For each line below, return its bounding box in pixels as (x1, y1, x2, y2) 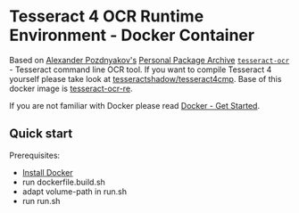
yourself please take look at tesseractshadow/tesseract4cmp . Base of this (9, 73, 282, 84)
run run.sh (21, 195, 61, 206)
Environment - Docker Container (9, 25, 255, 45)
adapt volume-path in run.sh (21, 185, 128, 197)
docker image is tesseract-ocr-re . (9, 83, 133, 94)
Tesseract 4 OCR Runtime (9, 6, 204, 27)
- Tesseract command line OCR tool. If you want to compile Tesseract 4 (9, 64, 272, 75)
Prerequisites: (9, 150, 61, 160)
